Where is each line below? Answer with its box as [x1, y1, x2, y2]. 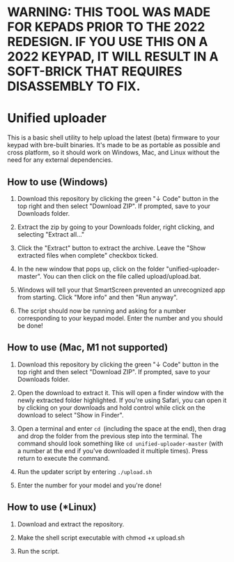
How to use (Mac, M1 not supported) [7, 341, 169, 353]
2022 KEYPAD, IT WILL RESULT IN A [7, 49, 219, 65]
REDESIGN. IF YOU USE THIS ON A [7, 34, 208, 50]
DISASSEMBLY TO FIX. [7, 78, 141, 94]
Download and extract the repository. [17, 519, 125, 528]
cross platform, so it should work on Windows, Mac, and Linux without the [7, 148, 220, 157]
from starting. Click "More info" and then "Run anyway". [17, 293, 178, 301]
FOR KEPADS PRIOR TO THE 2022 [7, 19, 205, 35]
